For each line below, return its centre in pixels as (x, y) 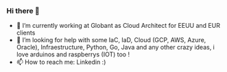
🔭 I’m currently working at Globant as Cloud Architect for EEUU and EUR (118, 26)
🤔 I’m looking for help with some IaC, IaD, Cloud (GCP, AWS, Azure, (111, 40)
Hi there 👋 (23, 11)
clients (26, 33)
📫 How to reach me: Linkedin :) (61, 62)
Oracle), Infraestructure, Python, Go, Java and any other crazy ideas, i (116, 48)
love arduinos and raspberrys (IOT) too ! (73, 54)
